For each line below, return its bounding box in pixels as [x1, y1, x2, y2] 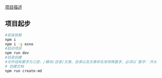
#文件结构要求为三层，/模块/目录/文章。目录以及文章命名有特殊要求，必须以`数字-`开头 [5, 60, 157, 65]
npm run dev [5, 51, 29, 55]
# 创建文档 [5, 64, 24, 69]
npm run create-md [5, 68, 42, 73]
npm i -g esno [5, 41, 34, 47]
